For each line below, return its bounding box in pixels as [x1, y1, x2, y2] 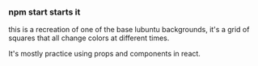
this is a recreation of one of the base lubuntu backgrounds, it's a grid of [8, 25, 250, 35]
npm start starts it [8, 6, 81, 18]
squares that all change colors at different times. [8, 33, 170, 43]
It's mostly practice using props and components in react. [8, 49, 201, 59]
